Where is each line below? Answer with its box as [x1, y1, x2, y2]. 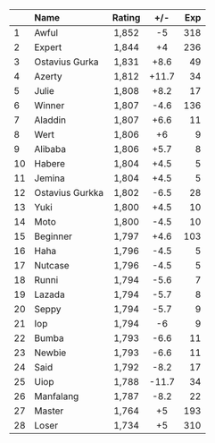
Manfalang [34, 390, 79, 402]
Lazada [34, 288, 65, 301]
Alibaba [34, 143, 67, 155]
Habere [34, 158, 65, 169]
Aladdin [34, 114, 67, 126]
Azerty [34, 71, 62, 82]
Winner [34, 99, 65, 111]
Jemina [34, 172, 65, 184]
